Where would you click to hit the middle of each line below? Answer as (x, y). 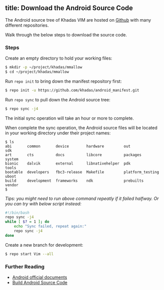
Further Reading (25, 266)
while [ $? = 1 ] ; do (27, 222)
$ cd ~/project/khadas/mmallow (37, 72)
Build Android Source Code (40, 283)
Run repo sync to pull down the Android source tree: (58, 99)
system (12, 159)
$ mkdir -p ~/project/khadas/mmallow (44, 67)
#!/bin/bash (17, 213)
